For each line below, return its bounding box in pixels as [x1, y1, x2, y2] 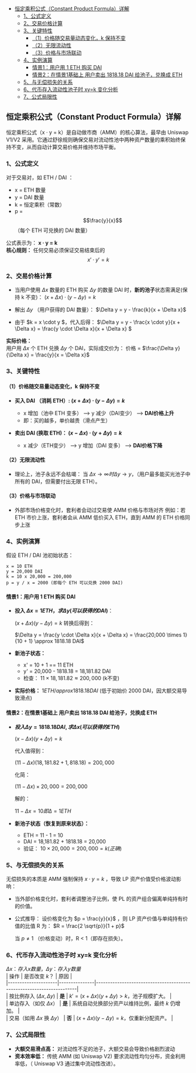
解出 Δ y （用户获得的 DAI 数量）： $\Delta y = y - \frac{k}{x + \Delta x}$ [14, 306, 187, 313]
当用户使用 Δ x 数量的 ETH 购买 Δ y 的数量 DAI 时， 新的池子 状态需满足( [14, 287, 183, 294]
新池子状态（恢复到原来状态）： [14, 820, 90, 827]
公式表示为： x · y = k [6, 240, 58, 247]
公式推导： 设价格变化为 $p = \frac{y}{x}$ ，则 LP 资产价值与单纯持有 [14, 915, 183, 922]
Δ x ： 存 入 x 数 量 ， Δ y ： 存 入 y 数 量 [6, 966, 81, 973]
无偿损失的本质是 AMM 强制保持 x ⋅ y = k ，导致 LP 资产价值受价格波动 [6, 875, 177, 882]
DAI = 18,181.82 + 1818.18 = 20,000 [23, 837, 106, 845]
